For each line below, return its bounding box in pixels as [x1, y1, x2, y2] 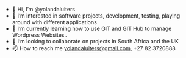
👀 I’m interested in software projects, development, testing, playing [12, 12, 181, 19]
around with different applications [12, 19, 98, 25]
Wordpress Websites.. [12, 31, 68, 39]
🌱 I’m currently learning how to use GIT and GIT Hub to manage [12, 25, 172, 32]
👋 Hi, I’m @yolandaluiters [12, 6, 75, 13]
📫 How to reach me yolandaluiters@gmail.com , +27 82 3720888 [12, 45, 176, 51]
